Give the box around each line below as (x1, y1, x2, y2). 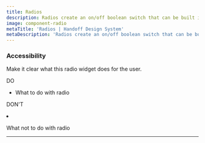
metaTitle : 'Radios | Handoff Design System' (6, 26, 124, 32)
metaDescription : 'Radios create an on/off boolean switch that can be (6, 32, 192, 38)
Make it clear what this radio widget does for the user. (6, 65, 142, 73)
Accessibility (6, 52, 46, 60)
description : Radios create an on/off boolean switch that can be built (6, 15, 195, 21)
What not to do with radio (6, 124, 70, 131)
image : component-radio (6, 20, 67, 26)
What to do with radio (15, 89, 70, 96)
